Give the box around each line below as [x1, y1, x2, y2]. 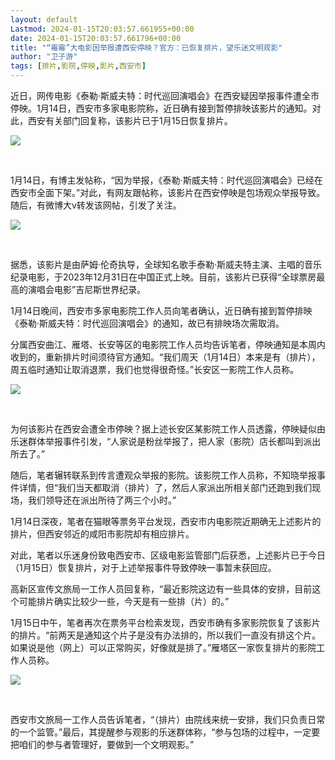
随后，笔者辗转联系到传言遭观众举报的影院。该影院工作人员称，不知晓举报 [10, 469, 317, 481]
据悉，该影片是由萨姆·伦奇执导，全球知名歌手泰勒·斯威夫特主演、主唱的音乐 [10, 259, 323, 270]
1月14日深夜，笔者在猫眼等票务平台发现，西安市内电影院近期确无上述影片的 [10, 516, 322, 527]
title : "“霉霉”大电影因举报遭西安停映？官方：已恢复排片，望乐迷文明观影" [10, 42, 283, 53]
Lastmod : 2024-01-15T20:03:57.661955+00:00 [10, 24, 195, 34]
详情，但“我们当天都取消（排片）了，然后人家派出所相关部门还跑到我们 [18, 482, 313, 493]
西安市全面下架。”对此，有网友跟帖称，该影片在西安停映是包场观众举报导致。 [10, 187, 326, 198]
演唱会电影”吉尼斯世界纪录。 [27, 284, 147, 295]
